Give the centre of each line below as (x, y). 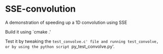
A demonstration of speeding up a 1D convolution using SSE (66, 22)
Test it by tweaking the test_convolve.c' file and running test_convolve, (82, 41)
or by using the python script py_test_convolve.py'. (60, 46)
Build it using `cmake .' (28, 32)
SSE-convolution (41, 9)
